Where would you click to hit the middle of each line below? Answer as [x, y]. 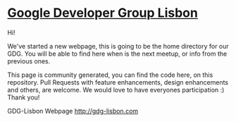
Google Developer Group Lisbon [103, 13]
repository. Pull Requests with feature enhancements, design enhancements [118, 82]
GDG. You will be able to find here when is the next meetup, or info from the [117, 54]
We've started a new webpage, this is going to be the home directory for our [118, 46]
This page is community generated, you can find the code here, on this [110, 75]
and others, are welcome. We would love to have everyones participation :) [116, 90]
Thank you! [24, 97]
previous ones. [29, 61]
